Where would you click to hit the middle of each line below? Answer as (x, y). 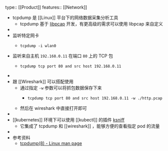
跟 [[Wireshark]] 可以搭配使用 (43, 82)
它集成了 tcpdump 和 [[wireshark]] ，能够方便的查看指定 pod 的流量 (90, 126)
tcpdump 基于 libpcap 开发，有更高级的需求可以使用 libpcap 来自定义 (91, 24)
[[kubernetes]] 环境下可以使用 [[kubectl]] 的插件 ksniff (68, 120)
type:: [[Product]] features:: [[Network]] (46, 7)
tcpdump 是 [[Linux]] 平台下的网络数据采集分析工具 (65, 18)
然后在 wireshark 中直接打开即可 (53, 108)
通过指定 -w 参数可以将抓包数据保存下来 (61, 88)
